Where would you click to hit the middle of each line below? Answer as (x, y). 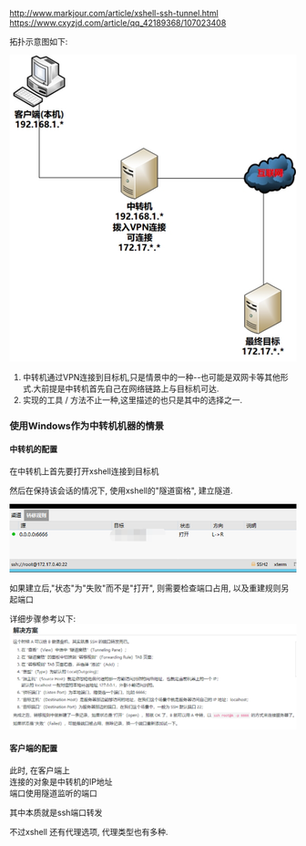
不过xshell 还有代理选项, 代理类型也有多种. (89, 831)
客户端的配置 (33, 748)
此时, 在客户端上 (40, 770)
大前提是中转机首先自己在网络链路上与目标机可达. (126, 388)
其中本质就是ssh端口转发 (56, 812)
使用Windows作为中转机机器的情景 (87, 426)
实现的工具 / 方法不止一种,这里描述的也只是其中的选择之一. (133, 399)
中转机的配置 (33, 449)
